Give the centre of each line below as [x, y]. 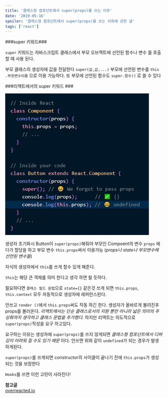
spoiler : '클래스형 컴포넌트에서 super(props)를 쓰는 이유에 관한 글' [70, 21]
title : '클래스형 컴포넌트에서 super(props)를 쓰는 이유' [59, 10]
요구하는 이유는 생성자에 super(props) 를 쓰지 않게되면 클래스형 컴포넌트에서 [79, 334]
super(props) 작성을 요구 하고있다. [39, 324]
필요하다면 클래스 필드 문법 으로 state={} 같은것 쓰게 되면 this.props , [72, 288]
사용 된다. [25, 59]
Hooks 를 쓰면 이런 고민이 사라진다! [38, 374]
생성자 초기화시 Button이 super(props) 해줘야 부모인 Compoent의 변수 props [80, 244]
